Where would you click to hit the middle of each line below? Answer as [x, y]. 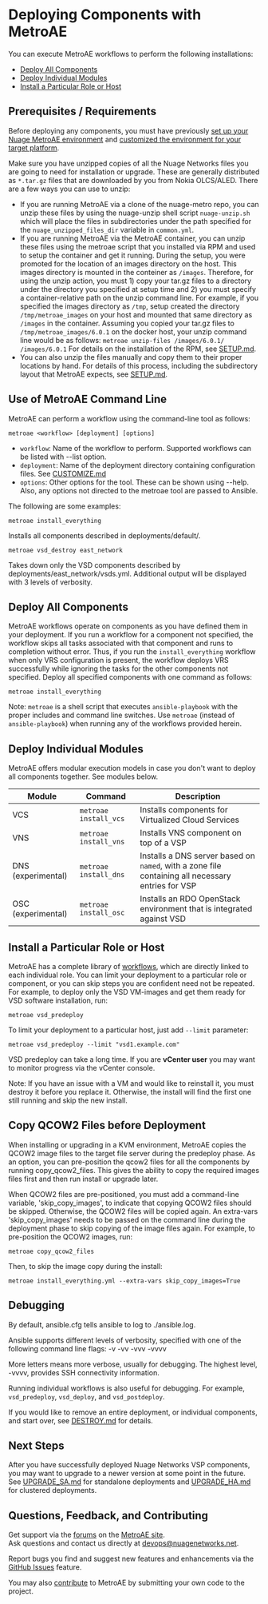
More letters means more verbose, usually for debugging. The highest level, [133, 1364]
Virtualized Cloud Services [189, 820]
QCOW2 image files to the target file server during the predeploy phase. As [132, 1153]
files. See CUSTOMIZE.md [63, 473]
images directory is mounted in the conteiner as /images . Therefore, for [136, 272]
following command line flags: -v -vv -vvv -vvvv [88, 1348]
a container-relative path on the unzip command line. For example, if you [139, 297]
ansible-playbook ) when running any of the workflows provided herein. [125, 724]
